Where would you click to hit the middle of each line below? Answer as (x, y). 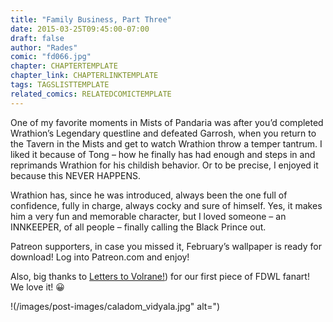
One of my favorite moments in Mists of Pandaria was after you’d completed (167, 122)
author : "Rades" (44, 47)
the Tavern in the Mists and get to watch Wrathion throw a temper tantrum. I (166, 143)
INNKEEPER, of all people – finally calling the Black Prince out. (138, 227)
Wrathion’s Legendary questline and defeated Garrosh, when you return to (163, 133)
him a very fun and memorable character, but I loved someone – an (148, 216)
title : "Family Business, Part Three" (91, 19)
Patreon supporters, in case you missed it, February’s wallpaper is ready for (166, 246)
